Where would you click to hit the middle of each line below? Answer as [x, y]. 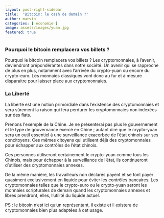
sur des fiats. [18, 115]
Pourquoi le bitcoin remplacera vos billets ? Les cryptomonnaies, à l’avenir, [80, 60]
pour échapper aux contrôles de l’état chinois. [51, 145]
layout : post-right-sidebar [34, 10]
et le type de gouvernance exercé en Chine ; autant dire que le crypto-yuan [81, 129]
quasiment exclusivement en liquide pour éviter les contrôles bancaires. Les [82, 180]
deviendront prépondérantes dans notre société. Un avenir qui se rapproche [82, 65]
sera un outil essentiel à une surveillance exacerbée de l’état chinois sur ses [82, 135]
